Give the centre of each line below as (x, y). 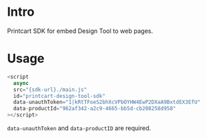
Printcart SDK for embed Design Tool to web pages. (80, 31)
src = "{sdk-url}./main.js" (50, 90)
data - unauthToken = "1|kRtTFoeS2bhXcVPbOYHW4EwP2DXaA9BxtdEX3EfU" (107, 102)
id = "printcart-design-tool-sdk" (60, 96)
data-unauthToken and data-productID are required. (79, 128)
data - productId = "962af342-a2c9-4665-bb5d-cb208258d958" (95, 109)
